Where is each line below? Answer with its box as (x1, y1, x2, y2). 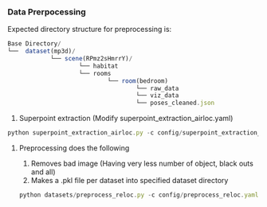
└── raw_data (135, 84, 179, 92)
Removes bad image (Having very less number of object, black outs (30, 158, 254, 169)
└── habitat (78, 62, 119, 70)
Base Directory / (7, 40, 61, 48)
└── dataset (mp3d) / (7, 47, 77, 56)
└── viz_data (135, 92, 179, 100)
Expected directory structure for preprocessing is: (7, 25, 172, 34)
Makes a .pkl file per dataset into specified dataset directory (30, 176, 229, 186)
